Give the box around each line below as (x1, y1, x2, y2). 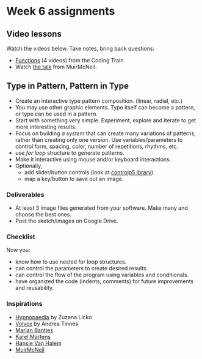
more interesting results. (15, 123, 77, 130)
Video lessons (6, 29, 62, 39)
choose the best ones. (15, 211, 72, 218)
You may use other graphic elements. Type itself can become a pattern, (15, 103, 195, 111)
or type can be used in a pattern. (15, 110, 98, 117)
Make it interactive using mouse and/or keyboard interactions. (15, 155, 171, 163)
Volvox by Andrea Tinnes (15, 320, 79, 327)
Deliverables (6, 190, 45, 199)
